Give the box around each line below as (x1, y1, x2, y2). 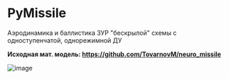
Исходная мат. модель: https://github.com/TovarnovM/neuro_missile (7, 50, 222, 58)
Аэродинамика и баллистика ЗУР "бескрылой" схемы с (7, 28, 177, 37)
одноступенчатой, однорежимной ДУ (7, 36, 122, 44)
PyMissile (7, 5, 66, 21)
